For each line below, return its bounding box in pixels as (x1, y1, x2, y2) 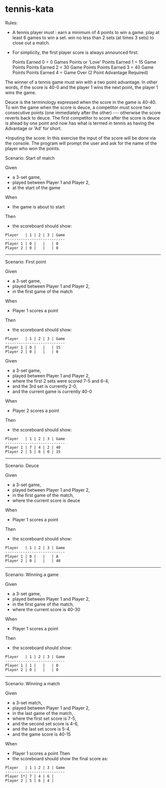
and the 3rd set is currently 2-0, (12, 383, 78, 389)
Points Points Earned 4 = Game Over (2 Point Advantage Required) (12, 69, 148, 75)
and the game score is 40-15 (12, 731, 71, 737)
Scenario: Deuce (5, 462, 40, 468)
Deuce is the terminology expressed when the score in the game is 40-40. (5, 99, 157, 105)
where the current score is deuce (12, 498, 81, 503)
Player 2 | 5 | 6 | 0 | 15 (5, 449, 61, 454)
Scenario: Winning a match (5, 680, 60, 686)
